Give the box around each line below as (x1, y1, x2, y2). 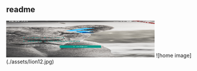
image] (174, 52, 192, 59)
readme (6, 5, 36, 15)
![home (155, 52, 174, 59)
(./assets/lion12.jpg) (6, 58, 55, 65)
